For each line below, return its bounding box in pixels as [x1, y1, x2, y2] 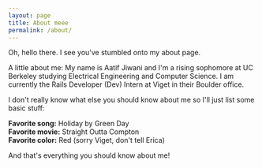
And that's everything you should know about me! [8, 151, 170, 160]
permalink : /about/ [8, 26, 73, 34]
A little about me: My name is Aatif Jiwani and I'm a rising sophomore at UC [8, 63, 254, 73]
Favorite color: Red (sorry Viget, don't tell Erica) [8, 136, 166, 145]
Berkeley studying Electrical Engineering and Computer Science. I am [8, 72, 234, 81]
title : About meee [8, 19, 69, 27]
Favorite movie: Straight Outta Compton [8, 127, 140, 136]
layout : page [8, 11, 51, 20]
